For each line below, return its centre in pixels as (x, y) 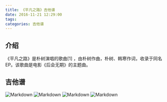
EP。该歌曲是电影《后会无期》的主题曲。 (48, 65)
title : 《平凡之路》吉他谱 (30, 10)
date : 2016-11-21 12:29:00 (34, 15)
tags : (11, 19)
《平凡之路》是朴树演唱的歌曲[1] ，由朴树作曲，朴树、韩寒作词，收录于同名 (84, 59)
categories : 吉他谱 (25, 24)
